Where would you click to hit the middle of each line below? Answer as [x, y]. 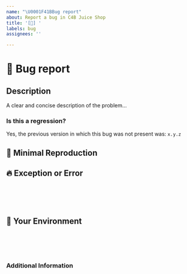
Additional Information [40, 266]
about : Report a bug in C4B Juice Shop [56, 17]
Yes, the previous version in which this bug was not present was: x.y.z [94, 134]
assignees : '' [24, 34]
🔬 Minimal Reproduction [52, 153]
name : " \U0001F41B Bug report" [44, 12]
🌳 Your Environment [44, 222]
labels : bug [21, 28]
